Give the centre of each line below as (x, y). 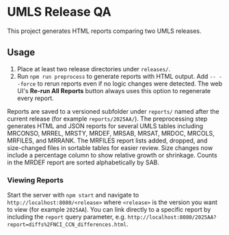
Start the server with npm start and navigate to (73, 195)
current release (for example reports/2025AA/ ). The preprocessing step (107, 119)
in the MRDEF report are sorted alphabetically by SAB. (83, 162)
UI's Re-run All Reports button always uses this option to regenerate (113, 90)
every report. (36, 98)
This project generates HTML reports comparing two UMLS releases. (104, 31)
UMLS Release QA (59, 12)
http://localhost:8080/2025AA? (172, 218)
